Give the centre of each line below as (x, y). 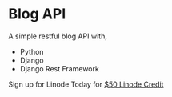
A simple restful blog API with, (58, 36)
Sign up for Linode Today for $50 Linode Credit (86, 84)
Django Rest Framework (60, 68)
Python (32, 51)
